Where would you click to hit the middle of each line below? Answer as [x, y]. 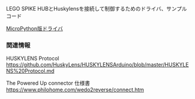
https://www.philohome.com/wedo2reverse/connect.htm [75, 90]
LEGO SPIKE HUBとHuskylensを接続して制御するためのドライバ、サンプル [97, 9]
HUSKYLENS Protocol [33, 58]
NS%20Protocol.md [30, 71]
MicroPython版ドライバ [34, 29]
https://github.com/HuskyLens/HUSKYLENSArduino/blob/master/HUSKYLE [97, 65]
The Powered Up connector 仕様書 [48, 83]
